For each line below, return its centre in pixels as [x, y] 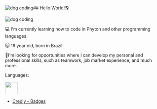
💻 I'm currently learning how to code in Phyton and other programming [78, 29]
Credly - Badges [29, 101]
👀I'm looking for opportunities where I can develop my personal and [74, 55]
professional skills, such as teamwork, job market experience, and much [78, 60]
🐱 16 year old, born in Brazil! [35, 46]
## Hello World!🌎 [51, 8]
